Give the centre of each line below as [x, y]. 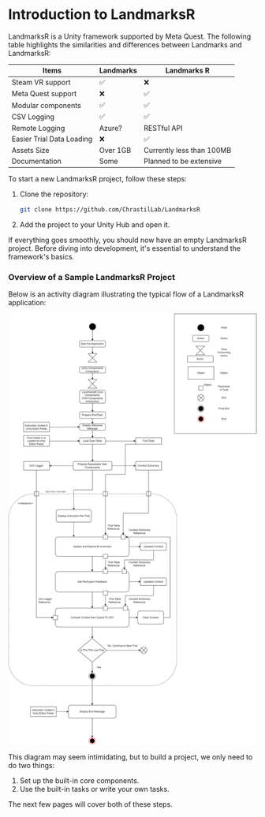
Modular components [46, 105]
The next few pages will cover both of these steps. [91, 804]
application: [27, 303]
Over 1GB [115, 151]
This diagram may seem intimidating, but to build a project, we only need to [131, 757]
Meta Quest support [44, 94]
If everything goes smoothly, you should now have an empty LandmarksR [127, 240]
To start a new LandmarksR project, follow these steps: [97, 178]
